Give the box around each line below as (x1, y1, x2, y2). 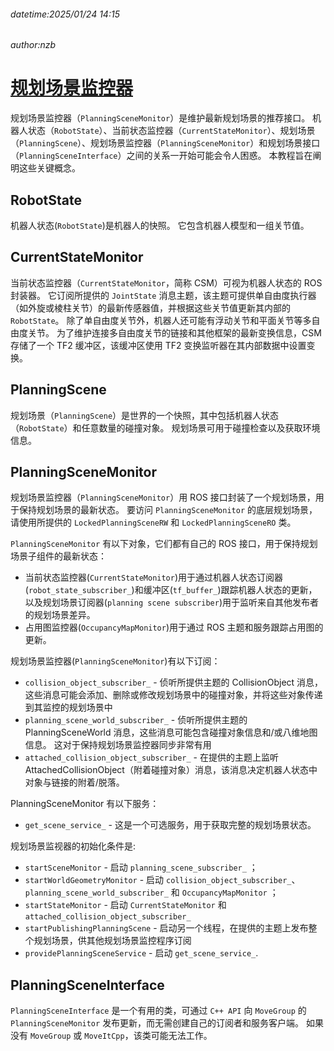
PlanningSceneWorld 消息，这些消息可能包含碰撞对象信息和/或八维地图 (24, 726, 318, 739)
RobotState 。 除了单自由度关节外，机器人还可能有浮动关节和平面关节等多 (10, 314, 312, 326)
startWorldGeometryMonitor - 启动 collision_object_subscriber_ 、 (24, 874, 301, 886)
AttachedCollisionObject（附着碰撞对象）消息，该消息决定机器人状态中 (24, 764, 318, 776)
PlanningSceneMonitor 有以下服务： (10, 798, 160, 810)
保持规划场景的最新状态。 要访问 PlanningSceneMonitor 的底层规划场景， (18, 504, 318, 516)
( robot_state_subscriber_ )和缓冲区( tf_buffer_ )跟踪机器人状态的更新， (24, 584, 318, 596)
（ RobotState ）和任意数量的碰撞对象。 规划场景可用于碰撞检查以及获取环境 (10, 421, 321, 434)
